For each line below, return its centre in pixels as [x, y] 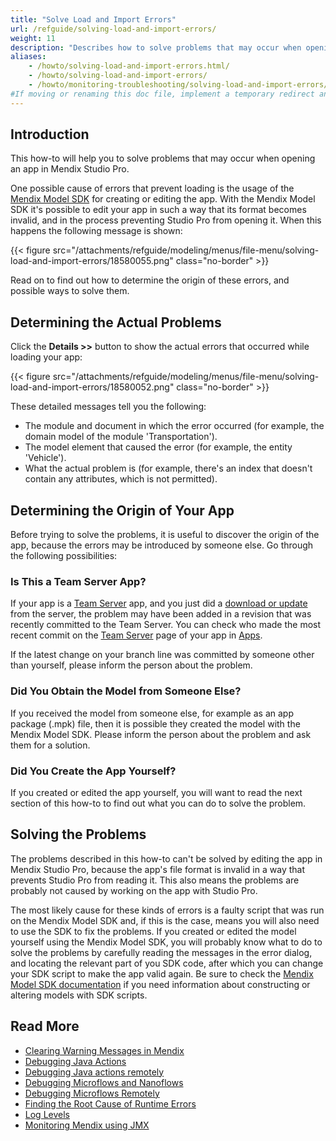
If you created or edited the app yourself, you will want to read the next [156, 792]
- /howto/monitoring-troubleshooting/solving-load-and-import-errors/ [178, 85]
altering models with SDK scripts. [79, 995]
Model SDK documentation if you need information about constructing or [160, 984]
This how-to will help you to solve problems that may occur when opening [163, 158]
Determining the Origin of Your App [122, 510]
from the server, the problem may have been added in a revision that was [161, 614]
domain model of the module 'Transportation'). [121, 437]
